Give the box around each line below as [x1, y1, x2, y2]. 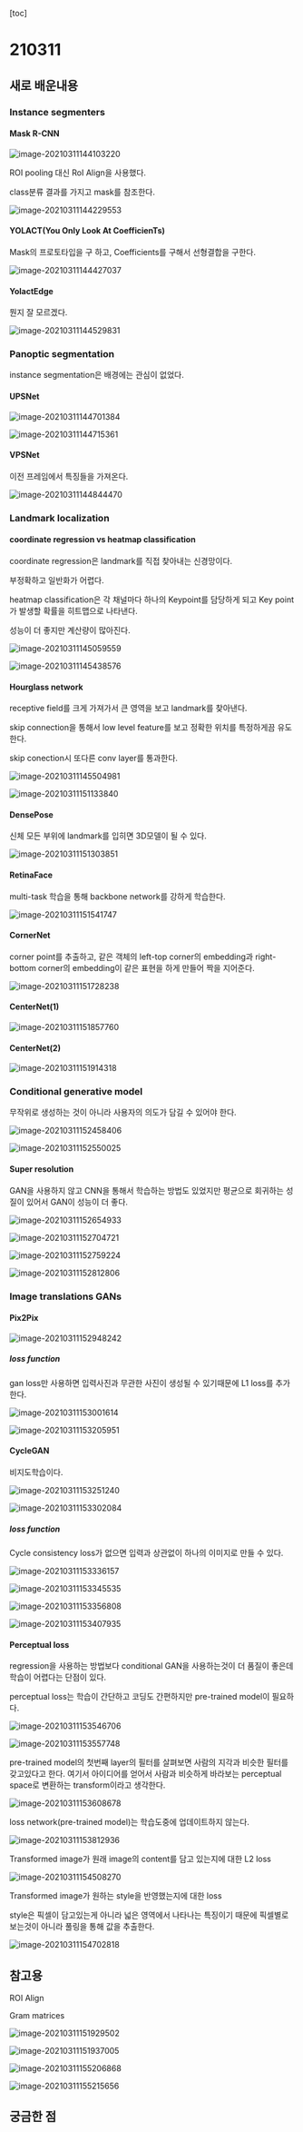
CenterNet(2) [9, 1042, 62, 1053]
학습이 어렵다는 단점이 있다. [9, 1671, 107, 1683]
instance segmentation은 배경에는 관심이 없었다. [9, 370, 184, 381]
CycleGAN [9, 1445, 50, 1456]
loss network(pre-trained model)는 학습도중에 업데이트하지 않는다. [9, 1817, 249, 1828]
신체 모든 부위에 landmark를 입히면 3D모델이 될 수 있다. [9, 830, 207, 841]
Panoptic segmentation [9, 348, 115, 361]
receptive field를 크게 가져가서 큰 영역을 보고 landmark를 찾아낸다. [9, 703, 248, 714]
